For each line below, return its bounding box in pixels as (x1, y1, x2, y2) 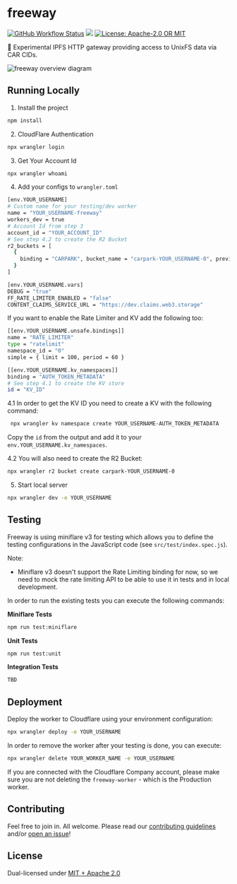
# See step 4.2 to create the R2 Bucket (7, 235, 128, 243)
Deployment (7, 696, 63, 708)
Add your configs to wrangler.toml (17, 182, 119, 191)
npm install (7, 117, 42, 124)
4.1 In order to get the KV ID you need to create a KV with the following (7, 399, 212, 408)
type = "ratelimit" (7, 341, 65, 348)
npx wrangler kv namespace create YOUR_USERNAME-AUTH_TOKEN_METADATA (10, 420, 219, 428)
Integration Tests (7, 663, 59, 671)
